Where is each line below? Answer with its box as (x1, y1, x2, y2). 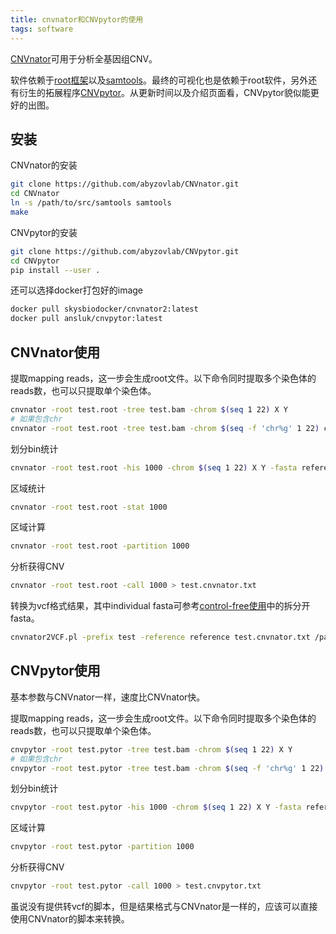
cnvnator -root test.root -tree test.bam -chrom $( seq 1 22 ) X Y (10, 405, 288, 415)
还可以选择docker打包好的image (10, 284, 144, 296)
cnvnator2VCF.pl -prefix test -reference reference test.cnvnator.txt (10, 632, 311, 643)
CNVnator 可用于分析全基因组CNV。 (10, 52, 158, 65)
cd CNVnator (10, 189, 60, 199)
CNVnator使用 (10, 344, 101, 361)
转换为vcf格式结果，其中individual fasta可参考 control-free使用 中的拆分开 (10, 600, 311, 612)
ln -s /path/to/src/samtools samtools (10, 198, 172, 208)
